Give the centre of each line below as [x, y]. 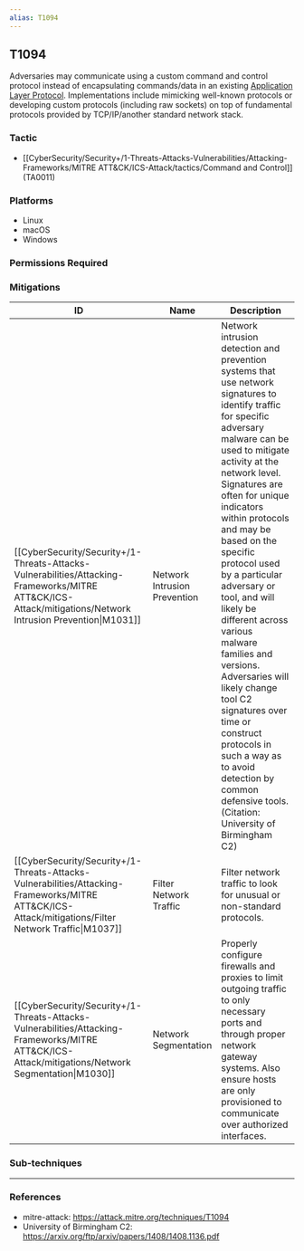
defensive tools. [255, 801]
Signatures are [252, 484]
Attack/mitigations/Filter [65, 918]
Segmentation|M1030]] [65, 1074]
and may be [246, 530]
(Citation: [241, 813]
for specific [245, 416]
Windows [40, 240]
